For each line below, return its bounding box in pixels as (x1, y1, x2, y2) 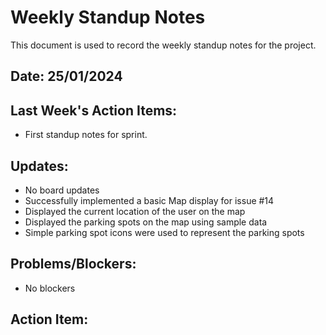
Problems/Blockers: (10, 256, 137, 273)
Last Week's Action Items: (10, 102, 178, 119)
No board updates (24, 184, 100, 196)
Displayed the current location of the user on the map (24, 205, 246, 217)
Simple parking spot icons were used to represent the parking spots (24, 226, 305, 238)
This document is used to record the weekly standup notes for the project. (10, 39, 317, 51)
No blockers (24, 282, 76, 294)
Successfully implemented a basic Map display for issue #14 (24, 194, 275, 206)
